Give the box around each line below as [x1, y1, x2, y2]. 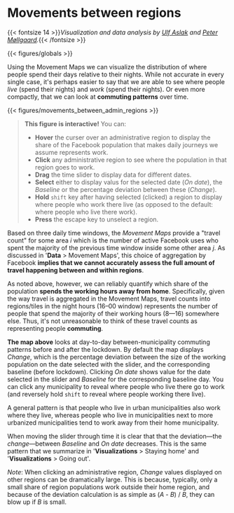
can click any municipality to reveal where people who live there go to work [7, 382, 226, 390]
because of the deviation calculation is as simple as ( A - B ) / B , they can [7, 490, 215, 498]
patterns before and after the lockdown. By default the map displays [7, 345, 205, 353]
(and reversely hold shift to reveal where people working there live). [7, 390, 206, 398]
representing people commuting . [7, 324, 104, 332]
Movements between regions [7, 5, 181, 21]
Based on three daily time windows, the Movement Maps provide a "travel [7, 228, 221, 237]
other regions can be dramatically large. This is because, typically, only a [7, 475, 218, 484]
